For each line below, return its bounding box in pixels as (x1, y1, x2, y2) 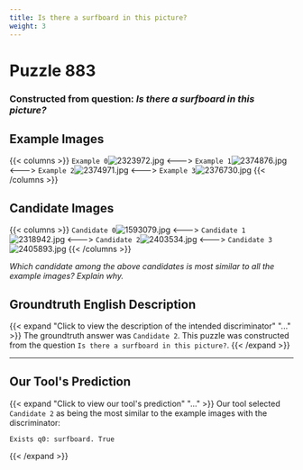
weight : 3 (9, 22, 47, 31)
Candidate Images (9, 200, 115, 216)
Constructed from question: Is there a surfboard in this (9, 92, 255, 104)
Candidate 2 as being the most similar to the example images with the (9, 407, 268, 419)
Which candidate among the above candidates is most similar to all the (9, 261, 275, 272)
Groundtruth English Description (9, 296, 197, 312)
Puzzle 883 (9, 60, 96, 81)
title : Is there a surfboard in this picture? (9, 13, 188, 23)
